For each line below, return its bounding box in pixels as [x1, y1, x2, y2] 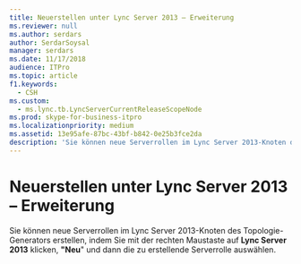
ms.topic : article [9, 72, 78, 81]
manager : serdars [9, 47, 74, 55]
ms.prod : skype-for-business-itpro [9, 113, 142, 122]
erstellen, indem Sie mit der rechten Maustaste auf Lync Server [52, 234, 287, 245]
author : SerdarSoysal [9, 38, 90, 47]
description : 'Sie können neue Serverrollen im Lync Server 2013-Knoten [9, 138, 287, 147]
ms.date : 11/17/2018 [9, 55, 87, 64]
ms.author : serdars [9, 30, 82, 38]
